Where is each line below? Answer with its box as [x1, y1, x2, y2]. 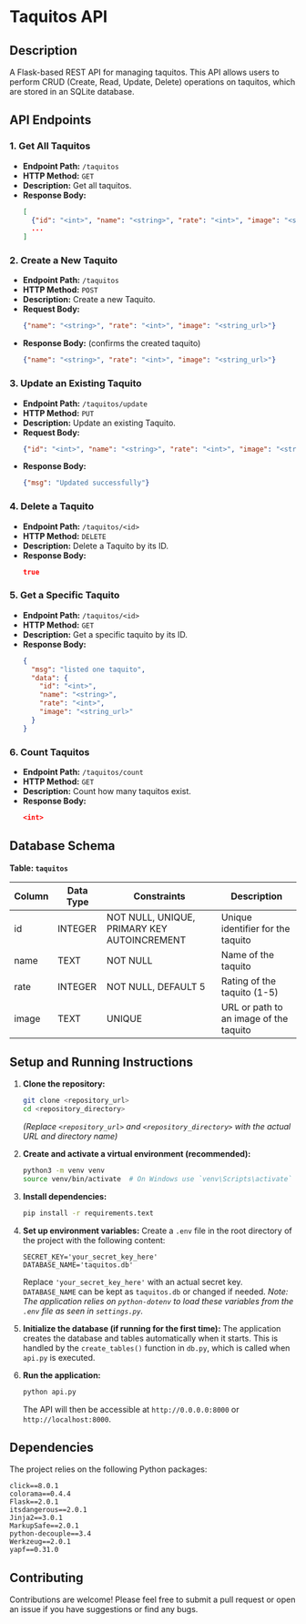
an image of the [221, 1012, 289, 1025]
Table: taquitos [9, 863, 68, 873]
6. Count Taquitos [9, 745, 90, 758]
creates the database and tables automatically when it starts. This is [22, 1333, 279, 1343]
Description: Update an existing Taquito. [22, 417, 176, 428]
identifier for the [221, 922, 291, 935]
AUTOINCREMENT [106, 934, 187, 946]
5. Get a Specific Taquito [9, 589, 120, 602]
